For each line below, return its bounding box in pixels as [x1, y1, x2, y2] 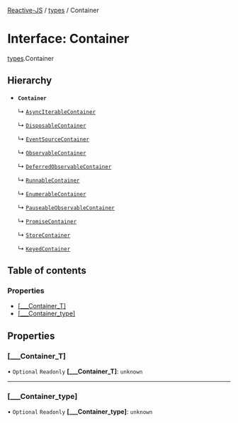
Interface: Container [7, 31, 130, 47]
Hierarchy [7, 74, 52, 87]
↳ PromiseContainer [17, 216, 77, 225]
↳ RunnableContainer [17, 175, 80, 184]
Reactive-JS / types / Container [7, 6, 99, 14]
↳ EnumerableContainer [17, 189, 86, 197]
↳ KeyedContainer [17, 244, 71, 253]
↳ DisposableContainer [17, 120, 86, 129]
